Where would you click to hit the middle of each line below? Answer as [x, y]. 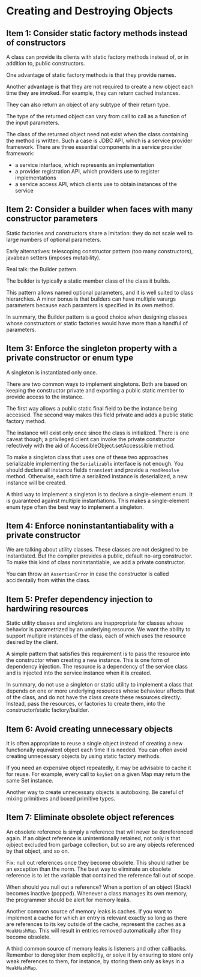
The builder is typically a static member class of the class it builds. [88, 281]
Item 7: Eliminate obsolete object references [90, 817]
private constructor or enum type [70, 358]
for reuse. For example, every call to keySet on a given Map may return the [98, 774]
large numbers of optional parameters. [54, 239]
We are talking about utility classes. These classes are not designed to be [97, 550]
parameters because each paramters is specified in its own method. [90, 305]
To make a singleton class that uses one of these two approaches [87, 457]
